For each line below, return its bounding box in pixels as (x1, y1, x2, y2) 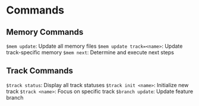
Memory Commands (6, 27, 84, 37)
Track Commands (6, 66, 73, 76)
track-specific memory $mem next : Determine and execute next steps (6, 49, 174, 56)
